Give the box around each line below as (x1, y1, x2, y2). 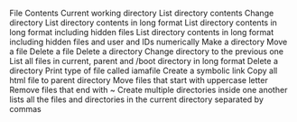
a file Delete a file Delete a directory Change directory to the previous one (9, 46, 284, 57)
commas (9, 104, 42, 114)
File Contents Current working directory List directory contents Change (9, 8, 274, 18)
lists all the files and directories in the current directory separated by (9, 94, 265, 105)
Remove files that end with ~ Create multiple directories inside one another (9, 85, 288, 95)
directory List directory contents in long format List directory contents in (9, 17, 278, 28)
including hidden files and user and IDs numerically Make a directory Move (9, 36, 288, 47)
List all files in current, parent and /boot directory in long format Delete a (9, 56, 278, 66)
